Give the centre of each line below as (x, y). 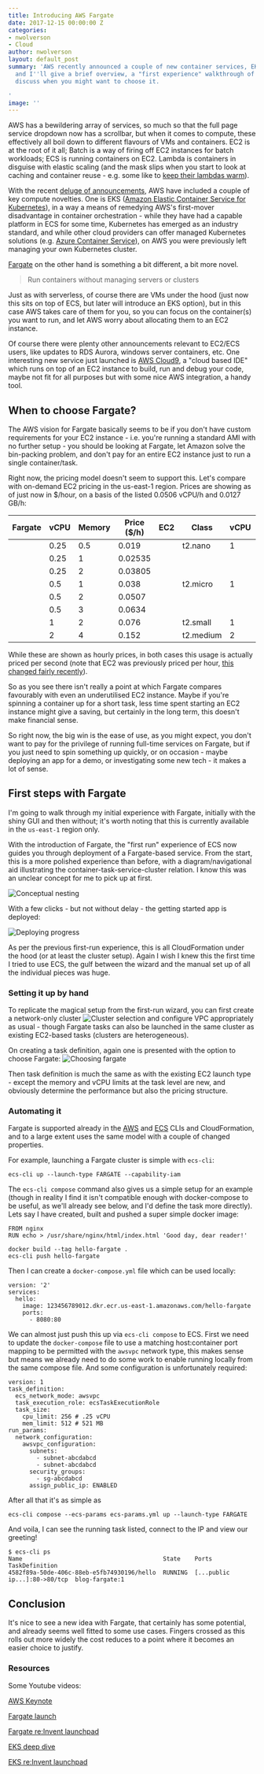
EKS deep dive (32, 1746)
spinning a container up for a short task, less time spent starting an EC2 (124, 704)
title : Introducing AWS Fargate (61, 15)
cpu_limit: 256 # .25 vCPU (66, 1417)
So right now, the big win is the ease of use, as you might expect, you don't (130, 735)
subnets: (43, 1451)
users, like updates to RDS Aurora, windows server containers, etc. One (124, 352)
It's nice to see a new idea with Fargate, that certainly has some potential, (127, 1623)
